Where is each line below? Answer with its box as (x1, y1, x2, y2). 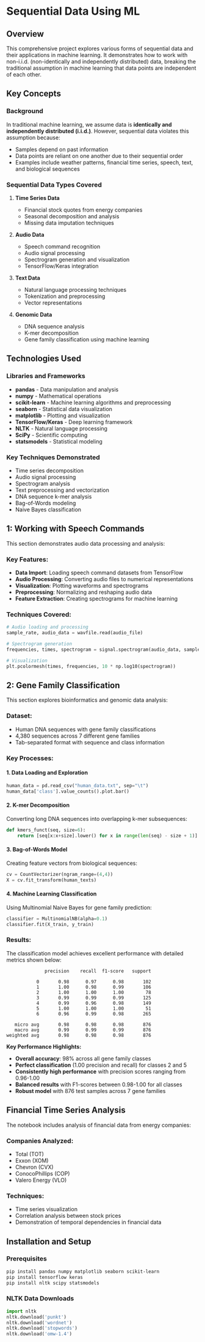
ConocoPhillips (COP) (15, 1170, 70, 1177)
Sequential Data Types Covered (6, 180, 103, 189)
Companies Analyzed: (6, 1136, 74, 1145)
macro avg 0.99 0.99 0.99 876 (14, 1026, 151, 1033)
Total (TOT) (15, 1150, 45, 1157)
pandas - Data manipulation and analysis (15, 385, 119, 393)
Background (6, 107, 44, 116)
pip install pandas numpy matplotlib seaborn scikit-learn (6, 1268, 160, 1275)
